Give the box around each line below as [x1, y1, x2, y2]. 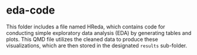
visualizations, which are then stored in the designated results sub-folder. [6, 42, 188, 49]
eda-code [6, 4, 55, 17]
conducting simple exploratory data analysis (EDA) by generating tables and [6, 29, 192, 36]
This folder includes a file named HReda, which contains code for [6, 23, 166, 30]
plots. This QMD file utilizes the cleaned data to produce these [6, 35, 159, 43]
